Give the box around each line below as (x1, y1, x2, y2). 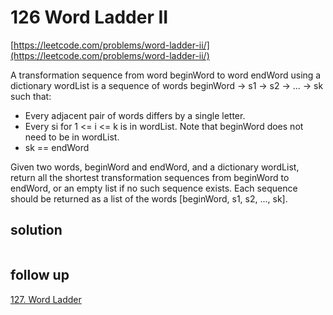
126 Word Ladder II (10, 6, 169, 29)
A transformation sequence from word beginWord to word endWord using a (10, 69, 322, 81)
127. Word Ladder (10, 293, 82, 305)
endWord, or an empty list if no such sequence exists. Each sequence (10, 182, 298, 194)
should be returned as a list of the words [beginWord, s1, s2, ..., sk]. (10, 192, 288, 205)
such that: (10, 90, 52, 102)
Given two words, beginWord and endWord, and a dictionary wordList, (10, 161, 300, 173)
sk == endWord (24, 141, 90, 153)
